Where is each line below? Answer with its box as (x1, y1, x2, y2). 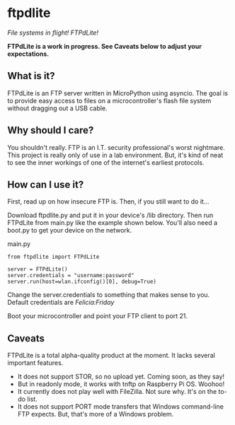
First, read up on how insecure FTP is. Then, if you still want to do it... (7, 197, 210, 206)
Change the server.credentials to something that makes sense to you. (7, 291, 210, 299)
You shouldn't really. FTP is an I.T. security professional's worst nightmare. (7, 143, 225, 151)
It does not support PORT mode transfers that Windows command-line (17, 402, 224, 411)
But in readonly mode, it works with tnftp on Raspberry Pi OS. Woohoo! (17, 380, 225, 388)
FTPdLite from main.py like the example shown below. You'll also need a (7, 219, 218, 227)
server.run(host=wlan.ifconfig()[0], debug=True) (7, 278, 157, 286)
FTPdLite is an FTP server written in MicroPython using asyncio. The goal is (7, 88, 229, 97)
